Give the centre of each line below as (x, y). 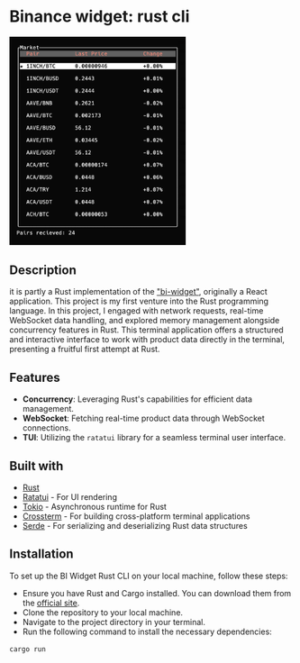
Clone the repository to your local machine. (102, 612)
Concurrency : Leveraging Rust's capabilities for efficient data (137, 399)
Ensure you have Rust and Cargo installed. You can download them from (157, 593)
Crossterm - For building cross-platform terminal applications (136, 516)
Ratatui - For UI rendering (69, 497)
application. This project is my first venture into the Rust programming (139, 301)
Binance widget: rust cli (100, 17)
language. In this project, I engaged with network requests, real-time (136, 311)
